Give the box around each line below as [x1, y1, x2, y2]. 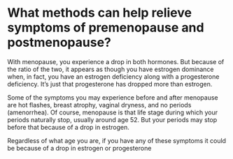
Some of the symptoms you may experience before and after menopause [7, 93, 218, 102]
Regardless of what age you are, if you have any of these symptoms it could [7, 136, 226, 144]
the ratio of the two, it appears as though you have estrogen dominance [7, 65, 214, 73]
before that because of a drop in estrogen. [7, 123, 129, 131]
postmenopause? [7, 35, 112, 50]
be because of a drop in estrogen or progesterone [7, 144, 152, 152]
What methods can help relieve [7, 5, 192, 21]
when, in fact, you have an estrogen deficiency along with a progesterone [7, 72, 220, 81]
